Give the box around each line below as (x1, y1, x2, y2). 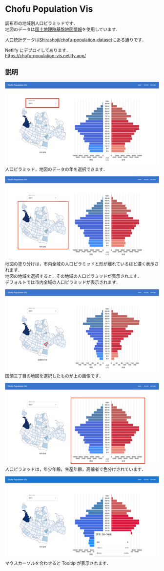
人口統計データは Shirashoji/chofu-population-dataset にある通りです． (5, 37, 146, 43)
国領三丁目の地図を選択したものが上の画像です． (5, 373, 103, 379)
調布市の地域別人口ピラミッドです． (5, 20, 78, 26)
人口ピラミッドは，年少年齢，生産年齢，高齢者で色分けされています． (5, 466, 146, 472)
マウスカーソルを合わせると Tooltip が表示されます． (5, 560, 111, 566)
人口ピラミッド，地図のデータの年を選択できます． (5, 166, 108, 172)
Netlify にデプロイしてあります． (5, 47, 71, 53)
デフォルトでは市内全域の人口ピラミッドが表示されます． (5, 279, 121, 285)
